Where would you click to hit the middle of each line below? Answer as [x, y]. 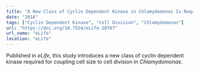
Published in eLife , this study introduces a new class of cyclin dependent [95, 55]
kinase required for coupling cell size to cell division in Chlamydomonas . [94, 62]
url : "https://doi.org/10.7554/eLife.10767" [62, 28]
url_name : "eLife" [29, 33]
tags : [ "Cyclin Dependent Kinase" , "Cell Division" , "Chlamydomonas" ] [95, 22]
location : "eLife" [29, 39]
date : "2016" [22, 17]
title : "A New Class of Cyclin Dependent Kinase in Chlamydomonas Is [94, 11]
